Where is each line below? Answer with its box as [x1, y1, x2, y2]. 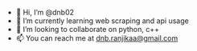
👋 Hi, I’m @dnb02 [15, 8, 75, 17]
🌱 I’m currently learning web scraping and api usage [15, 16, 189, 25]
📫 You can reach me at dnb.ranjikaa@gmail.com [15, 33, 179, 43]
